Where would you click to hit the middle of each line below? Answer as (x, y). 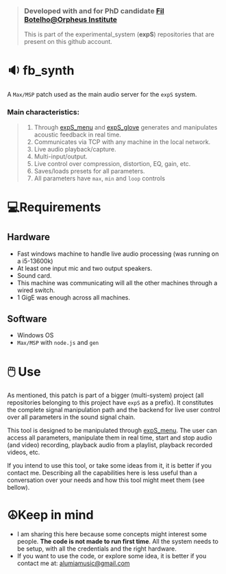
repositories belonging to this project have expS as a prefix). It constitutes (110, 403)
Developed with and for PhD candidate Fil (94, 11)
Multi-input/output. (61, 156)
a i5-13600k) (35, 261)
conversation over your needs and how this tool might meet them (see (106, 480)
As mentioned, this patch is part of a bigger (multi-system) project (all (105, 395)
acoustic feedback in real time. (77, 134)
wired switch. (36, 290)
